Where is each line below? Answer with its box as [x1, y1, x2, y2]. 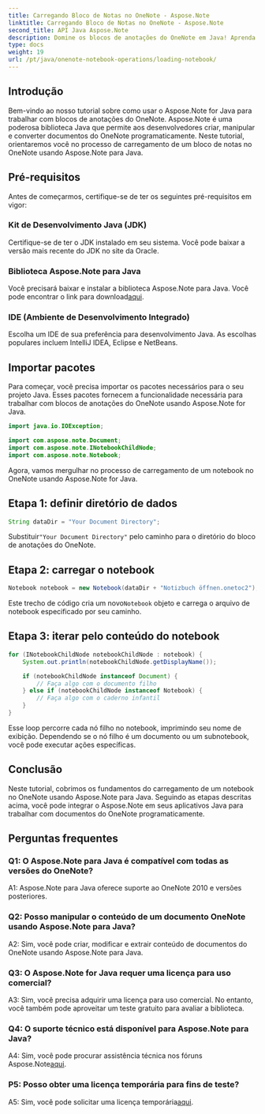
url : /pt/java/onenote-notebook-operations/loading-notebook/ [8, 56, 217, 64]
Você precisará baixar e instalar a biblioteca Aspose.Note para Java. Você [8, 283, 249, 293]
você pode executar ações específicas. [8, 740, 136, 749]
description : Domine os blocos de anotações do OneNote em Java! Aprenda [8, 33, 256, 42]
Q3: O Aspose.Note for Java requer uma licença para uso [8, 967, 231, 978]
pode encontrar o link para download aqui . [8, 292, 144, 302]
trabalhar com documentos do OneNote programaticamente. [8, 808, 205, 818]
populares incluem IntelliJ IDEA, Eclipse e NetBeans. [8, 338, 178, 347]
